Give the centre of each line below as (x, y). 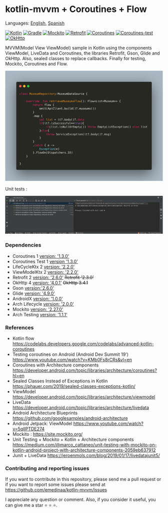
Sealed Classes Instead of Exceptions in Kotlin (60, 381)
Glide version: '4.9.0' (34, 293)
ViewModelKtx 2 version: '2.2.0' (45, 272)
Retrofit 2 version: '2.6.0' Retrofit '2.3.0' (53, 277)
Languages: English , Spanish (35, 23)
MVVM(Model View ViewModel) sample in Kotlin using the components (78, 48)
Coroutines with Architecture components (55, 365)
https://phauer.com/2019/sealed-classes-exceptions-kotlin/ (74, 386)
